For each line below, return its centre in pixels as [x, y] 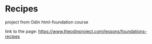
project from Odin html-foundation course [47, 22]
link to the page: [21, 31]
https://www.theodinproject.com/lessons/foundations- [92, 31]
